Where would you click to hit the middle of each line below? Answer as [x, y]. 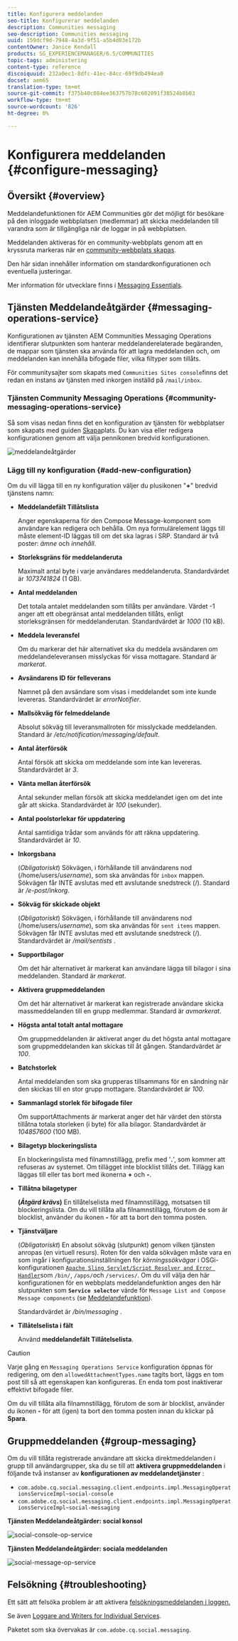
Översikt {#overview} [56, 196]
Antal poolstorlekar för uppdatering [71, 819]
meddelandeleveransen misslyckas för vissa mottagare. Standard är [117, 657]
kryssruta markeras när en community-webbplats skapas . [92, 249]
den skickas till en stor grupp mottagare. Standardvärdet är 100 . [111, 1089]
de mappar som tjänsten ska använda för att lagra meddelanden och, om [114, 351]
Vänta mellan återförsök [54, 784]
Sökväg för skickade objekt [59, 904]
